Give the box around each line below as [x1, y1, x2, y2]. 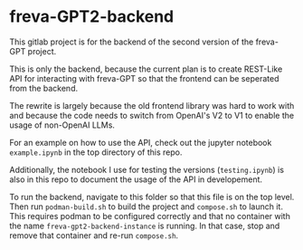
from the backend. [9, 82, 79, 93]
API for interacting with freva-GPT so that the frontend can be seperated [9, 72, 279, 83]
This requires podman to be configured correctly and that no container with [9, 210, 291, 221]
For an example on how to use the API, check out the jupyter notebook [9, 137, 272, 148]
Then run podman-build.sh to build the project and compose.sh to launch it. [9, 201, 283, 212]
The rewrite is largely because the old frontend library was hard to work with [9, 100, 295, 111]
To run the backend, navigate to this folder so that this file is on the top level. [9, 191, 295, 202]
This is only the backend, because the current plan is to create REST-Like [9, 63, 283, 74]
